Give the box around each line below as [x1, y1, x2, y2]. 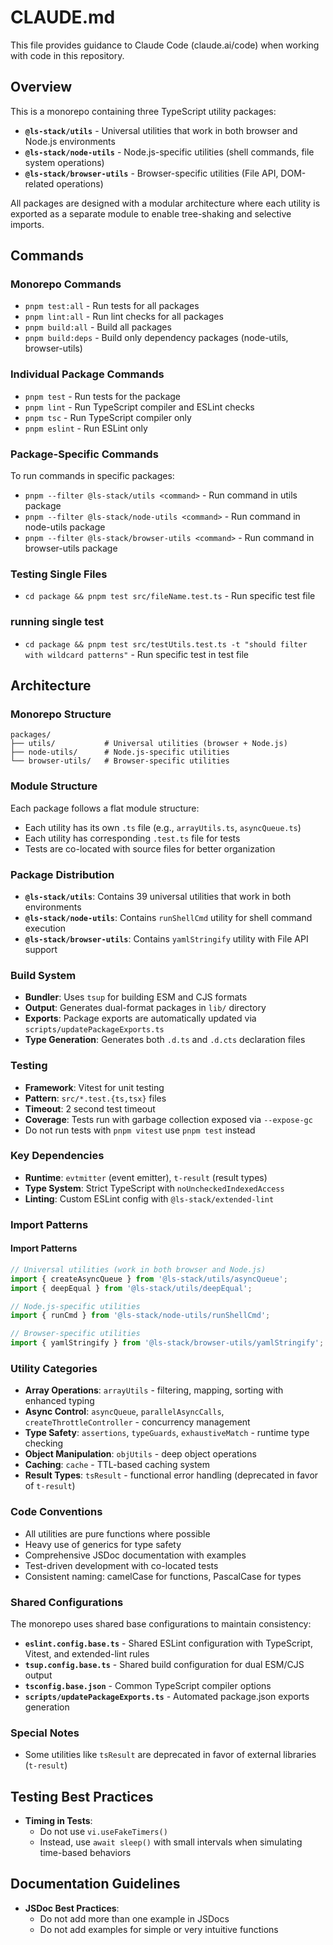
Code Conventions [10, 1505, 103, 1519]
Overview [10, 79, 73, 96]
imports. [10, 218, 45, 230]
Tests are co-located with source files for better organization [24, 842, 276, 855]
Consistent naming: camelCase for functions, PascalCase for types [24, 1570, 302, 1582]
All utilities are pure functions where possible [24, 1527, 211, 1540]
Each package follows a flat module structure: [10, 802, 200, 814]
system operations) [24, 156, 105, 168]
